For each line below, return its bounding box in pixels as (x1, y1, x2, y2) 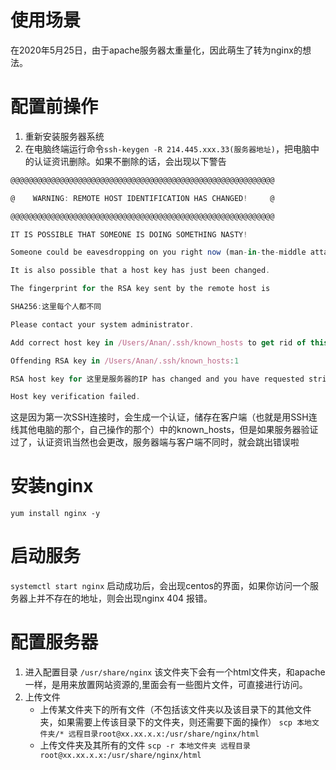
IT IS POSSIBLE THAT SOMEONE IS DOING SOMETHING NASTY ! (10, 229, 248, 240)
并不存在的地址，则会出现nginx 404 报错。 (36, 592, 213, 605)
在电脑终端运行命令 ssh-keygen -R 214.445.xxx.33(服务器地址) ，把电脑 (24, 142, 312, 155)
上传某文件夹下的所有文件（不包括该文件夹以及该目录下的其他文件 (39, 704, 312, 716)
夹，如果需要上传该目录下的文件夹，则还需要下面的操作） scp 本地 (39, 716, 312, 728)
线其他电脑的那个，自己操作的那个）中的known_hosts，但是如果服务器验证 (10, 424, 319, 436)
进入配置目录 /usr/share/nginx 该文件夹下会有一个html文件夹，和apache (24, 666, 326, 678)
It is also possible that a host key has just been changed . (10, 266, 271, 276)
